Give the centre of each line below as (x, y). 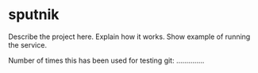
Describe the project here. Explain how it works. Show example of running (129, 36)
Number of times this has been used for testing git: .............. (106, 60)
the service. (28, 44)
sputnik (34, 15)
